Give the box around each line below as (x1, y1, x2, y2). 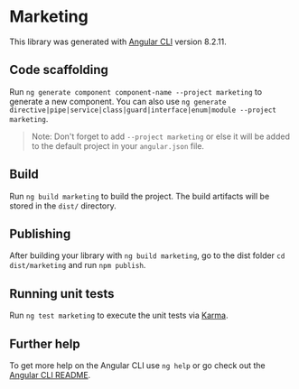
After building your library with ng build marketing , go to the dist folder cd (9, 250, 285, 261)
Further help (9, 336, 81, 351)
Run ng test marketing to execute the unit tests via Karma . (9, 310, 229, 321)
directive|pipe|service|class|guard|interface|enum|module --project (9, 106, 277, 115)
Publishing (9, 226, 71, 241)
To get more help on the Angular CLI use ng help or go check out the (9, 360, 266, 371)
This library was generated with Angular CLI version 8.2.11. (9, 36, 228, 47)
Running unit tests (9, 286, 115, 301)
